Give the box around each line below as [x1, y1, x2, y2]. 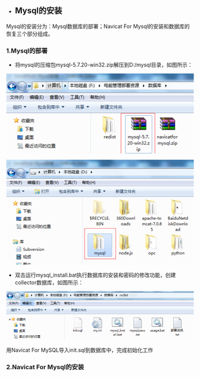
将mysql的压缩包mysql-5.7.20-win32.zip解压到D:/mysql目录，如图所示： [14, 62, 193, 69]
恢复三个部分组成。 [6, 30, 54, 37]
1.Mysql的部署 [6, 47, 48, 55]
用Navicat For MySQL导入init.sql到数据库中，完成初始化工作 [6, 347, 154, 354]
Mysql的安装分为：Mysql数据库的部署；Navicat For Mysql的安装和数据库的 [6, 23, 190, 30]
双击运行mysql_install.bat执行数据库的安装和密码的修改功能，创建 [14, 271, 176, 278]
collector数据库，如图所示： [14, 278, 84, 286]
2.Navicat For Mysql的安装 [6, 363, 85, 372]
